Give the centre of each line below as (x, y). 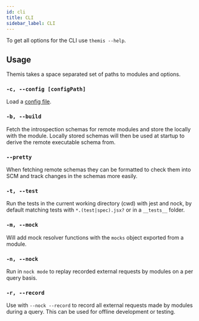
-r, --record (25, 293)
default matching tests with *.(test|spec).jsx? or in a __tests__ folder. (96, 210)
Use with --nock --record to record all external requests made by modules (99, 305)
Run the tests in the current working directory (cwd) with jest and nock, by (99, 204)
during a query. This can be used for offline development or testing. (91, 312)
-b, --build (24, 117)
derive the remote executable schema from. (61, 142)
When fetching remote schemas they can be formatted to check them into (99, 170)
